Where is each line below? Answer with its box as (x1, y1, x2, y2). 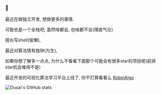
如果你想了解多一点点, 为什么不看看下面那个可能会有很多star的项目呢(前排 (5, 58, 156, 64)
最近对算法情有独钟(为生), (5, 48, 58, 54)
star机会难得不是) (5, 64, 41, 70)
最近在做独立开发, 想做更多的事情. (5, 16, 74, 22)
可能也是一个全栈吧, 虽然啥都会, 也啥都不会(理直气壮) (5, 27, 113, 32)
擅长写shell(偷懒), (5, 37, 41, 43)
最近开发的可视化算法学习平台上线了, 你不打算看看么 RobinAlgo (5, 75, 134, 81)
